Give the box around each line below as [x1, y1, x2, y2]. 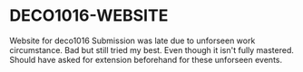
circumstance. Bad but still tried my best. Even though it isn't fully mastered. [9, 44, 295, 55]
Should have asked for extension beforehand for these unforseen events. [9, 54, 283, 65]
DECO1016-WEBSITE [9, 5, 169, 26]
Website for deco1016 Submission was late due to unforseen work [9, 35, 256, 46]
